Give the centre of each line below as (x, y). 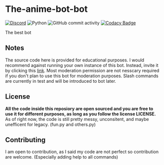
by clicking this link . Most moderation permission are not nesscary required (82, 70)
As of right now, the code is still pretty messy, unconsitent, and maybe (77, 119)
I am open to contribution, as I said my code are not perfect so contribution (82, 152)
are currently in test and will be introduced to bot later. (61, 81)
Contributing (25, 140)
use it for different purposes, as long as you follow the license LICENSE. (81, 114)
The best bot (18, 32)
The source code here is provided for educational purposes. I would (75, 60)
